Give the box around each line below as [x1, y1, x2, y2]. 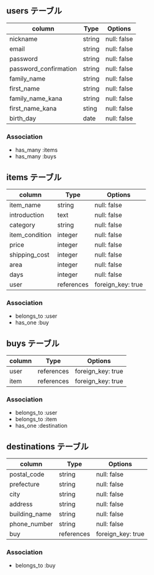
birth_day [9, 114, 37, 122]
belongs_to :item [15, 416, 57, 423]
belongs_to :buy [15, 562, 56, 570]
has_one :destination [15, 422, 68, 430]
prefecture [9, 480, 40, 489]
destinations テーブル [6, 441, 89, 452]
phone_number [9, 520, 53, 529]
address [9, 500, 33, 508]
